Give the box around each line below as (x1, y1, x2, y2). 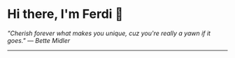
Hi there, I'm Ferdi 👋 (7, 6, 124, 22)
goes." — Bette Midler (7, 36, 71, 44)
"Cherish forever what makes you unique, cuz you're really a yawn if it (7, 29, 211, 37)
